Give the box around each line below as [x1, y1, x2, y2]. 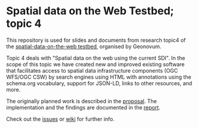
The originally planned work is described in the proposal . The [6, 97, 157, 105]
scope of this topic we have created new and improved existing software [6, 61, 185, 68]
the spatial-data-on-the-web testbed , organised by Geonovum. [6, 43, 162, 50]
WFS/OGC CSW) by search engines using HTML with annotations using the [6, 73, 192, 80]
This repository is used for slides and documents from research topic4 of [6, 36, 186, 43]
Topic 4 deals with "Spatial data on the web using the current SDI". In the [6, 54, 185, 61]
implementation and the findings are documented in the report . [6, 104, 161, 111]
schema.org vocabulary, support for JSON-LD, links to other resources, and [6, 79, 193, 87]
